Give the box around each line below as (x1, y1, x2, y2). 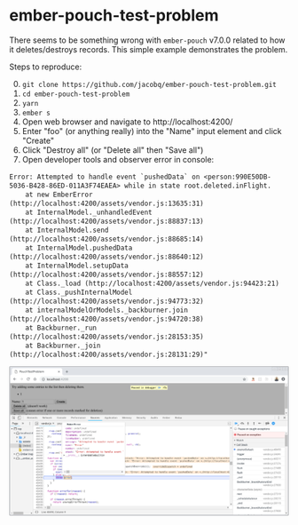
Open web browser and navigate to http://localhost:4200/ (21, 116, 233, 127)
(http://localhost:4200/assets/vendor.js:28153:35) (9, 332, 204, 341)
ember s (21, 108, 51, 117)
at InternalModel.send (25, 226, 109, 235)
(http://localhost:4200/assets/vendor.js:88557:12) (9, 270, 204, 279)
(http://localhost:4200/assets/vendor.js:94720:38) (9, 314, 204, 323)
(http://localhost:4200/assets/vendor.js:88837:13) (9, 217, 204, 226)
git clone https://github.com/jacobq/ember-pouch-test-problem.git (21, 80, 277, 89)
